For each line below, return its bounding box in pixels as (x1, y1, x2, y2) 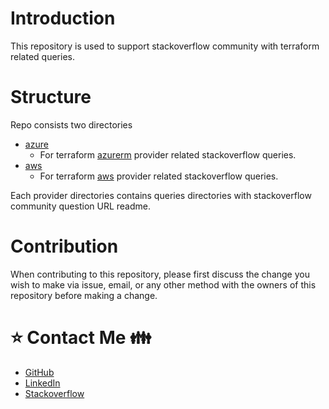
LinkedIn (24, 377, 61, 389)
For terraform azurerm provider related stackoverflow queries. (39, 148, 297, 161)
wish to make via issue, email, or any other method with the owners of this (10, 278, 317, 291)
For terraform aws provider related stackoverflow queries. (39, 170, 279, 182)
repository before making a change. (10, 289, 158, 301)
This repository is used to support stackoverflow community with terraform (10, 40, 320, 52)
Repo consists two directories (10, 118, 133, 131)
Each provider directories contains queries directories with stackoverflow (10, 189, 312, 201)
